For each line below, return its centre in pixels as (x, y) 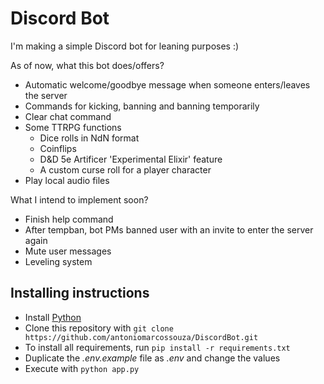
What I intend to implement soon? (79, 199)
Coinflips (58, 148)
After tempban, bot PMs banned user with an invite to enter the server (169, 229)
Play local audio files (67, 180)
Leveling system (58, 261)
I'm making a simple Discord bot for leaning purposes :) (125, 46)
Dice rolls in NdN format (89, 138)
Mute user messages (68, 251)
